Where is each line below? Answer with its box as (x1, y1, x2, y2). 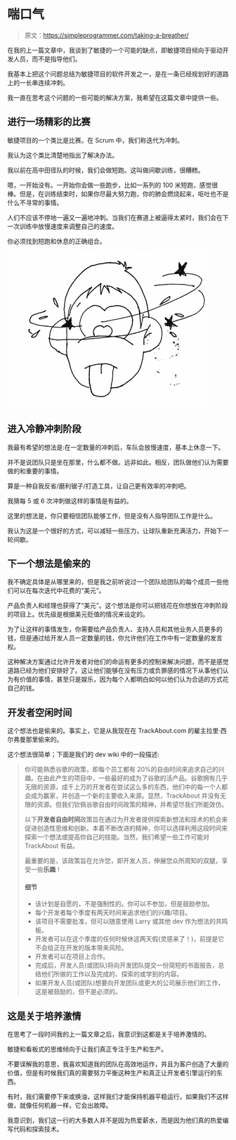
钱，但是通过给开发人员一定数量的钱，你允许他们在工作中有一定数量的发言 (7, 634, 223, 642)
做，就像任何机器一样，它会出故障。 (7, 1101, 112, 1110)
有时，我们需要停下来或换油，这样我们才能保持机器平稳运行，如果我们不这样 (7, 1092, 229, 1101)
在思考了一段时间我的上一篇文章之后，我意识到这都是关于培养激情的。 (7, 1030, 211, 1039)
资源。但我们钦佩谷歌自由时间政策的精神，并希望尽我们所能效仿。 (37, 801, 228, 809)
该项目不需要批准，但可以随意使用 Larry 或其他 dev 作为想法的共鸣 (34, 917, 228, 926)
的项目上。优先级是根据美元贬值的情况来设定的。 (7, 610, 149, 618)
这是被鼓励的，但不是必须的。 (34, 987, 122, 996)
